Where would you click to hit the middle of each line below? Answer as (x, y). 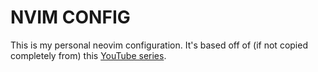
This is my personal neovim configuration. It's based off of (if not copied (159, 45)
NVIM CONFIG (70, 17)
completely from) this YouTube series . (88, 55)
